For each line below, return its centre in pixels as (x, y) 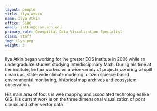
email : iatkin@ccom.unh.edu (33, 28)
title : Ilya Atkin (24, 14)
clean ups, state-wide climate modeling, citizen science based (67, 74)
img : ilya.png (19, 41)
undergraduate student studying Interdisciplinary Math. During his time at (78, 64)
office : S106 (18, 23)
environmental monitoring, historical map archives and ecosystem (71, 80)
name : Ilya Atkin (23, 18)
